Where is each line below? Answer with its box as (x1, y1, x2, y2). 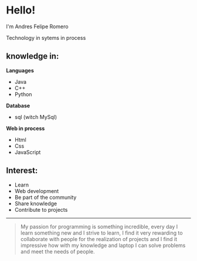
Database (6, 102, 30, 109)
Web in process (6, 124, 45, 132)
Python (14, 90, 32, 97)
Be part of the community (14, 194, 77, 201)
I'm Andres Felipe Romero (6, 23, 69, 30)
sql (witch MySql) (14, 113, 57, 120)
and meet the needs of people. (20, 248, 95, 255)
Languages (6, 67, 34, 74)
